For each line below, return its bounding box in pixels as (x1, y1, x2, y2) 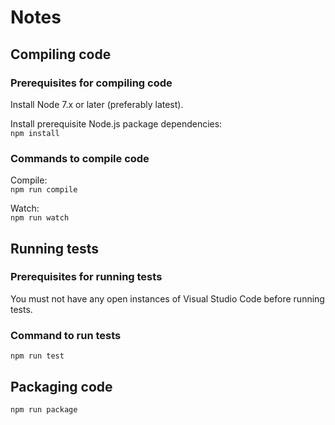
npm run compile (10, 185, 78, 195)
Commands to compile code (10, 151, 150, 165)
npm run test (10, 351, 65, 361)
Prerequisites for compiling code (10, 76, 173, 90)
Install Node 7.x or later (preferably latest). (10, 98, 184, 110)
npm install (10, 128, 60, 138)
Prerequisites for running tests (10, 270, 163, 284)
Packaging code (10, 378, 113, 395)
